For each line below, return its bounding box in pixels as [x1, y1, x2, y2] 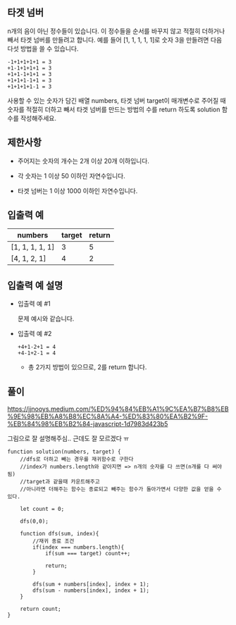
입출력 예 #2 [17, 330, 52, 338]
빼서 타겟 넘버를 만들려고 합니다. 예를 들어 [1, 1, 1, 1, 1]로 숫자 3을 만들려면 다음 [7, 35, 223, 44]
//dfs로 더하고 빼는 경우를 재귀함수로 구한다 [20, 456, 134, 463]
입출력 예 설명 [7, 279, 63, 291]
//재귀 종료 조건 [32, 538, 75, 545]
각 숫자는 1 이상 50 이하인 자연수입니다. [17, 171, 125, 180]
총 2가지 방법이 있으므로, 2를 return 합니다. [27, 363, 147, 371]
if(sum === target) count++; [44, 550, 131, 557]
